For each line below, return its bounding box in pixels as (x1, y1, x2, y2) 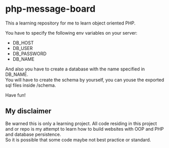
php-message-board (5, 3, 96, 15)
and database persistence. (5, 131, 61, 137)
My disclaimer (5, 107, 52, 115)
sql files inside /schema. (5, 82, 56, 88)
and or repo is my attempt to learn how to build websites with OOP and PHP (5, 126, 164, 132)
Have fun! (5, 92, 26, 98)
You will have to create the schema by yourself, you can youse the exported (5, 77, 164, 83)
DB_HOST (12, 39, 34, 46)
